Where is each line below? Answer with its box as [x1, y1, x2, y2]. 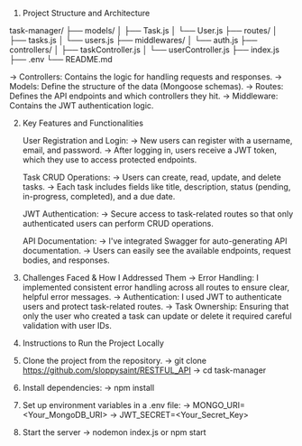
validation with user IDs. [22, 321, 113, 330]
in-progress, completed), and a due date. [22, 191, 176, 201]
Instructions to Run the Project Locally [22, 338, 165, 348]
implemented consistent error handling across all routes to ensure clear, [22, 282, 290, 293]
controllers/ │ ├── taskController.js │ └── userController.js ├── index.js [9, 44, 279, 55]
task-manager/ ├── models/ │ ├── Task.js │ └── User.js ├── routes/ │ [9, 25, 278, 35]
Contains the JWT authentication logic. [9, 100, 154, 111]
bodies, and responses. [22, 255, 110, 265]
